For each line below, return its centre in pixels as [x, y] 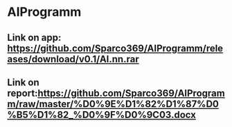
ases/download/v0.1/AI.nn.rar [73, 59]
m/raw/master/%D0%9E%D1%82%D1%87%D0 [113, 104]
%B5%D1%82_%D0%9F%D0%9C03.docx [101, 115]
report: [23, 93]
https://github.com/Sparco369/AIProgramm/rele [115, 48]
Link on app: [34, 38]
